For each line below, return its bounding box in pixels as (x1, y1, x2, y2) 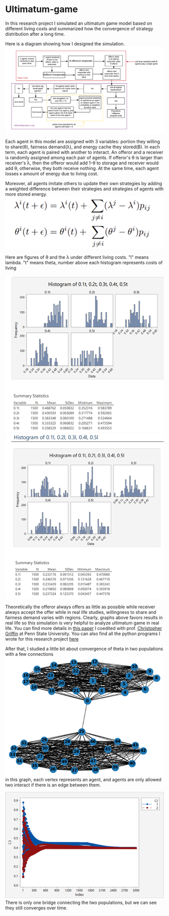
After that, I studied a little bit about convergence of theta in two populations (5, 646, 163, 652)
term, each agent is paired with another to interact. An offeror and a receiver (5, 149, 163, 155)
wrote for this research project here (5, 636, 79, 642)
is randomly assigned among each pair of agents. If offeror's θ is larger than (5, 155, 163, 161)
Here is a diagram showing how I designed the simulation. (5, 40, 125, 46)
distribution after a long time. (5, 31, 65, 37)
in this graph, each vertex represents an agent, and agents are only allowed (5, 776, 162, 782)
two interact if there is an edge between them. (5, 782, 101, 788)
